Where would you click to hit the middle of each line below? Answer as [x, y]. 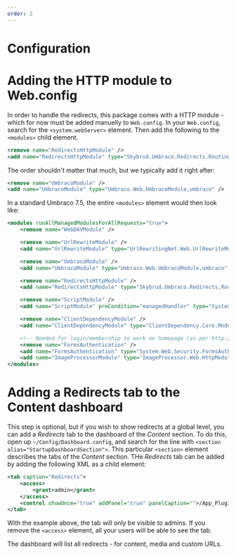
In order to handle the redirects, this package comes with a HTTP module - [116, 115]
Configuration [49, 48]
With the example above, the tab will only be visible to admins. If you [106, 523]
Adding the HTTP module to [90, 81]
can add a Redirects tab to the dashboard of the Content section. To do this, [117, 434]
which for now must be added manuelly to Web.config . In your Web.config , [114, 122]
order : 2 [20, 14]
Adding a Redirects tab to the [94, 393]
